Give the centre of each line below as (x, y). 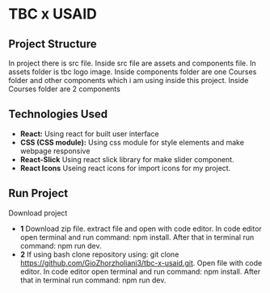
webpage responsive (55, 151)
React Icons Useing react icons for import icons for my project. (125, 168)
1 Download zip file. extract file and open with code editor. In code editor (141, 228)
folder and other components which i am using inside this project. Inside (129, 80)
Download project (38, 213)
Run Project (38, 193)
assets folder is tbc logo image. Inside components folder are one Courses (133, 72)
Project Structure (53, 44)
